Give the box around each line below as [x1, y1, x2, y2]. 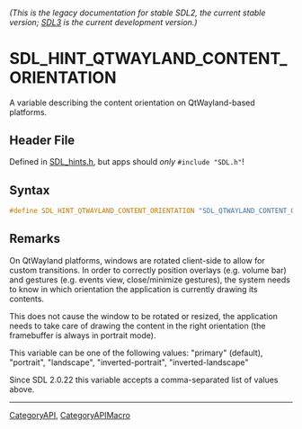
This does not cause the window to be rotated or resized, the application [9, 310, 279, 321]
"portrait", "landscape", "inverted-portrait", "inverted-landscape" [9, 356, 249, 368]
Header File [9, 132, 75, 147]
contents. [9, 293, 45, 304]
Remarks [9, 231, 61, 246]
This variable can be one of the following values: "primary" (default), [9, 347, 263, 358]
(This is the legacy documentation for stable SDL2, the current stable [9, 7, 266, 18]
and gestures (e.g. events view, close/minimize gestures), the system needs [9, 274, 290, 285]
